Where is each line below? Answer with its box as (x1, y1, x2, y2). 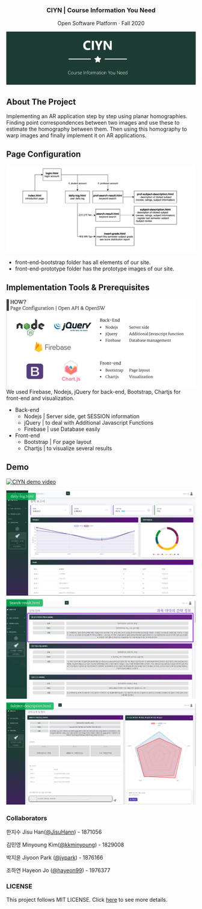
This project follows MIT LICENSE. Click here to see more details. (6, 896, 168, 903)
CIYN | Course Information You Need (46, 6, 156, 14)
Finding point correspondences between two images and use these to (6, 119, 180, 126)
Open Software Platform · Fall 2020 (57, 20, 145, 27)
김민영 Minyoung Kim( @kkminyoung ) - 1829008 (6, 841, 124, 849)
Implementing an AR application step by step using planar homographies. (6, 113, 188, 120)
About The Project (6, 96, 76, 107)
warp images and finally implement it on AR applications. (6, 132, 147, 139)
